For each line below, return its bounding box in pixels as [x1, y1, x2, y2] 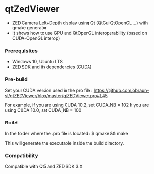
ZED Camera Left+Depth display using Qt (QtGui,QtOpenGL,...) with [12, 20, 148, 25]
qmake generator [12, 25, 47, 30]
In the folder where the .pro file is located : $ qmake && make [5, 130, 128, 136]
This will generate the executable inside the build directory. [5, 140, 124, 146]
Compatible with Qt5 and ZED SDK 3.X [5, 163, 83, 170]
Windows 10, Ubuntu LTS [12, 59, 63, 65]
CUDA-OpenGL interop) [12, 35, 60, 41]
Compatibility [5, 152, 38, 159]
